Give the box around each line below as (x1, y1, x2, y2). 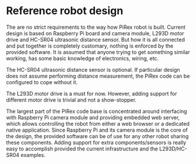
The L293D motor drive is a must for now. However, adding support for (6, 90, 177, 97)
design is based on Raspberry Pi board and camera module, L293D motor (6, 29, 185, 36)
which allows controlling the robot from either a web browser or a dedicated (6, 120, 190, 127)
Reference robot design (6, 4, 123, 18)
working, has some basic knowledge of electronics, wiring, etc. (6, 55, 159, 62)
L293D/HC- (159, 145, 188, 152)
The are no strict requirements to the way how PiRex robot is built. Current (6, 24, 186, 31)
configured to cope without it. (6, 78, 78, 86)
